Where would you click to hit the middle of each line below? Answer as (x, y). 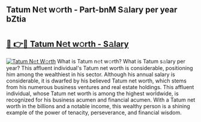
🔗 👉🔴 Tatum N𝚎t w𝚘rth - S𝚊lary (67, 44)
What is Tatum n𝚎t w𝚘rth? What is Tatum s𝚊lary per (121, 61)
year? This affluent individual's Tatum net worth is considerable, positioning (100, 68)
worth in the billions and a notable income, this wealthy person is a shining (98, 106)
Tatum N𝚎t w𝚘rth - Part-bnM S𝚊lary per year (92, 10)
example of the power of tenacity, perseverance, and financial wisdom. (94, 112)
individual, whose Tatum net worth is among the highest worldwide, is (92, 93)
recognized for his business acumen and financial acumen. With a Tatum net (101, 100)
